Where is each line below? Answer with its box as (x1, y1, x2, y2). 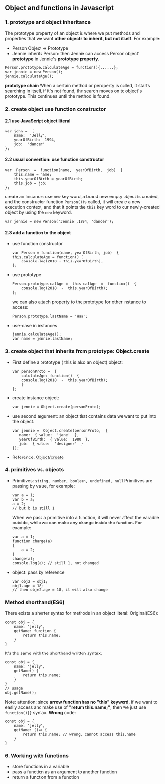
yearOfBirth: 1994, (14, 137, 56, 142)
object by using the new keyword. (5, 209, 72, 215)
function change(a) (12, 538, 53, 544)
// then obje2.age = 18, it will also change (12, 588, 108, 592)
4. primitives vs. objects (5, 466, 64, 473)
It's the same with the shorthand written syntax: (5, 650, 102, 656)
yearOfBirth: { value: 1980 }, (19, 437, 90, 442)
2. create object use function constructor (5, 105, 106, 112)
